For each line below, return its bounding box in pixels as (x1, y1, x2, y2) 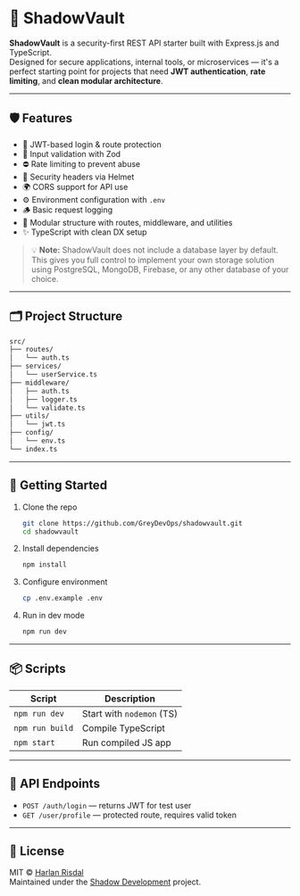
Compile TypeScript (81, 722, 165, 734)
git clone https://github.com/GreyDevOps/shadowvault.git (21, 519, 243, 527)
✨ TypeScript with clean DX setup (21, 227, 147, 237)
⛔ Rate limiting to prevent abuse (21, 158, 141, 169)
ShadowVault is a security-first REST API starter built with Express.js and (9, 37, 279, 48)
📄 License (9, 843, 65, 859)
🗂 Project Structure (9, 309, 123, 324)
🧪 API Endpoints (9, 776, 101, 792)
